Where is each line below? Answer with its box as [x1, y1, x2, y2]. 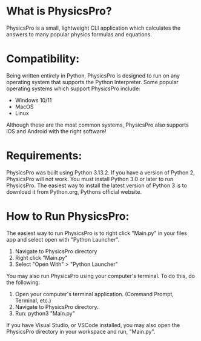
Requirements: [6, 149, 82, 163]
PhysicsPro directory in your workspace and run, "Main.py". [6, 328, 156, 335]
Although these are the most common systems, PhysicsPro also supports [6, 121, 189, 128]
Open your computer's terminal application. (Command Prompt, [15, 290, 174, 297]
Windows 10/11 [15, 96, 52, 104]
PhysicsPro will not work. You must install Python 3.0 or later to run [6, 175, 174, 182]
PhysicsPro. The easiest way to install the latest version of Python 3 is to [6, 182, 188, 189]
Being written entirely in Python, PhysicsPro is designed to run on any [6, 71, 180, 79]
